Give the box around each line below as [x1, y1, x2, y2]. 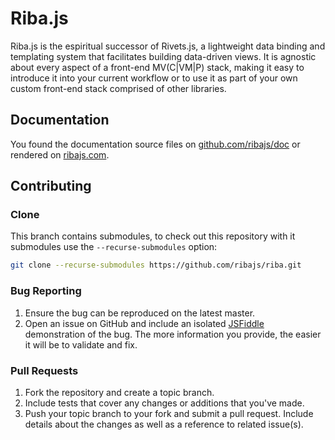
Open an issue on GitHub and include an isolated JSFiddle [24, 317, 265, 329]
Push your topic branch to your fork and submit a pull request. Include [24, 407, 314, 419]
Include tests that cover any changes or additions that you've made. [24, 397, 305, 409]
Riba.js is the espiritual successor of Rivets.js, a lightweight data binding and [10, 40, 326, 52]
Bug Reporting [10, 284, 82, 298]
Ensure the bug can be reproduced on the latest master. [24, 307, 256, 319]
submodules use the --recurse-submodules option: [10, 241, 218, 253]
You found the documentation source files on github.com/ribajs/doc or [10, 138, 301, 150]
